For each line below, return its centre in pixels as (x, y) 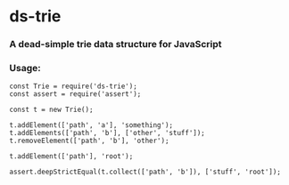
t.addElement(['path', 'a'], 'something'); (91, 125)
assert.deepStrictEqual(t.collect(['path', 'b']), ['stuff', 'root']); (145, 172)
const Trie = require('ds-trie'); (74, 86)
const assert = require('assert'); (75, 94)
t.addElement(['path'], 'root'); (71, 157)
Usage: (25, 68)
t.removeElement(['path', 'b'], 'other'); (89, 141)
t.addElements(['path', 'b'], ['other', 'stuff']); (107, 133)
